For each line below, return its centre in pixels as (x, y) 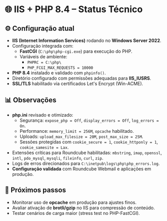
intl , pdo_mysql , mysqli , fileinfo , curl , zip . (58, 158)
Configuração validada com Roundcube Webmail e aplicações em (81, 169)
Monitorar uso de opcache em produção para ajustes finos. (74, 202)
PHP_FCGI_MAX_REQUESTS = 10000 (60, 68)
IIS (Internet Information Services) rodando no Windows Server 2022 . (87, 41)
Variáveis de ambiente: (44, 57)
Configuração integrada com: (43, 46)
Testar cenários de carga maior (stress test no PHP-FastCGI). (76, 213)
